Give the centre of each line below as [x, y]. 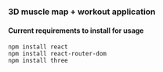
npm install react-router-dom [58, 54]
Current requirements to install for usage [76, 31]
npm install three [38, 61]
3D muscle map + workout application [82, 12]
